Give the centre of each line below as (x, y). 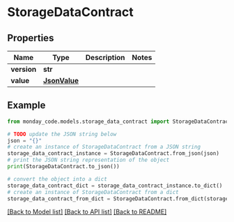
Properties (31, 38)
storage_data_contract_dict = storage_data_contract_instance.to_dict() (115, 186)
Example (26, 105)
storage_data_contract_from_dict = (59, 199)
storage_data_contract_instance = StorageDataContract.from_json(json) (113, 154)
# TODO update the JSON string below (62, 134)
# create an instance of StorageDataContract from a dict (93, 192)
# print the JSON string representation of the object (88, 160)
